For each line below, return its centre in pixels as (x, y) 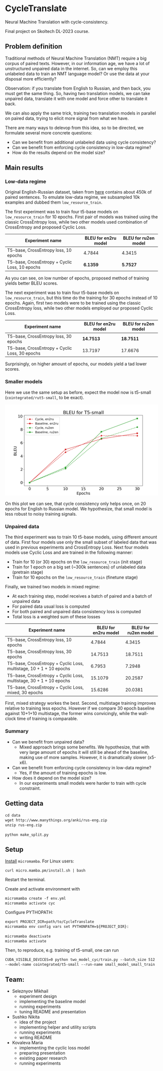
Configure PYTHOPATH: (29, 912)
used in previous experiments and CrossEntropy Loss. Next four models (77, 547)
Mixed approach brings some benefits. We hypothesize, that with (84, 747)
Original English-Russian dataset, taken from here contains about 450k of (78, 192)
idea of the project (38, 1022)
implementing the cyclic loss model (55, 1048)
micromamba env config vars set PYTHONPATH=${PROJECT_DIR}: (67, 927)
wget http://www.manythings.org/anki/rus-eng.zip (56, 820)
